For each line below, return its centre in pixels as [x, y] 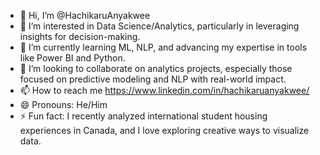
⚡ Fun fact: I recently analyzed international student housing [143, 116]
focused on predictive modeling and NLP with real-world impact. [153, 79]
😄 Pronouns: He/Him [63, 104]
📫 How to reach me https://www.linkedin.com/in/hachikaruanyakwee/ [164, 90]
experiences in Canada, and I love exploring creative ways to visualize [164, 130]
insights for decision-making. [80, 36]
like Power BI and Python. [72, 58]
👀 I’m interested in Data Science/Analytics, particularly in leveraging [159, 26]
